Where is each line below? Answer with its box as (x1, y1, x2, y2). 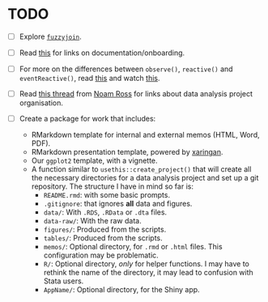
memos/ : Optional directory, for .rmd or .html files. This (43, 242, 223, 252)
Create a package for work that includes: (19, 114, 156, 124)
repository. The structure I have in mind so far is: (31, 181, 194, 191)
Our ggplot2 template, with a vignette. (31, 155, 159, 166)
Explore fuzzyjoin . (19, 32, 82, 41)
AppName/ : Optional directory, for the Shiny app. (43, 285, 200, 295)
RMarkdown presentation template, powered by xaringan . (31, 147, 223, 157)
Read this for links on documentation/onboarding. (19, 48, 185, 57)
